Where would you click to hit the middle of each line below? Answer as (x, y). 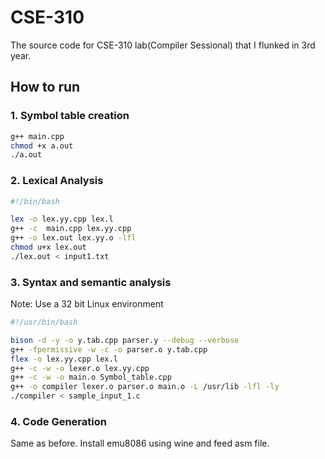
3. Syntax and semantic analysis (91, 282)
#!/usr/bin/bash (44, 322)
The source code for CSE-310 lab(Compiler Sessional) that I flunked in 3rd (163, 45)
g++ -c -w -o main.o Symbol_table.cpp (91, 377)
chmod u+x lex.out (48, 247)
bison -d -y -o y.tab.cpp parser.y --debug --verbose (125, 340)
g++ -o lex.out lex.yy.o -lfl (73, 238)
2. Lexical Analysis (57, 181)
